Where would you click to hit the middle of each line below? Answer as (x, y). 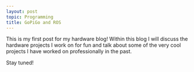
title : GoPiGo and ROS (34, 22)
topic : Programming (30, 17)
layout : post (22, 11)
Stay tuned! (20, 63)
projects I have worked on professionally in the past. (69, 52)
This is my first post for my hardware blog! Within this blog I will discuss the (97, 39)
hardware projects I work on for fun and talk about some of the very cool (93, 45)
